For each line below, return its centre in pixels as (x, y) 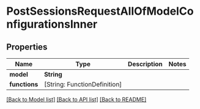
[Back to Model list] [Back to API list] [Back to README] (76, 100)
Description (145, 64)
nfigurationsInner (52, 24)
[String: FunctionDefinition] (83, 84)
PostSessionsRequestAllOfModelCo (100, 11)
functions (24, 84)
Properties (27, 47)
